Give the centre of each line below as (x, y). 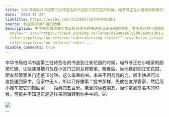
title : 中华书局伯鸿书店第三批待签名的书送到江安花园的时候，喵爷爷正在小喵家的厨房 (82, 10)
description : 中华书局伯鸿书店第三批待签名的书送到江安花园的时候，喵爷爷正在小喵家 (83, 29)
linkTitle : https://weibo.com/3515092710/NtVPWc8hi (60, 19)
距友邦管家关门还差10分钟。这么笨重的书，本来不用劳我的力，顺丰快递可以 (82, 75)
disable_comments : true (30, 47)
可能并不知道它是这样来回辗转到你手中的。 (58, 94)
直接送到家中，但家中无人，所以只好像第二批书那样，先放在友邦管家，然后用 (84, 81)
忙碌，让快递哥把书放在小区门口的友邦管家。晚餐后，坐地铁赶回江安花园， (87, 69)
